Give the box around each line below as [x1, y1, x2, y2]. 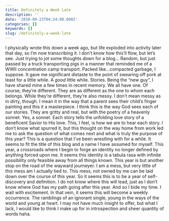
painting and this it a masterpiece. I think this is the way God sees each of [5, 104, 159, 109]
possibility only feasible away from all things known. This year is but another [5, 157, 164, 163]
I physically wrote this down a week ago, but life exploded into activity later [5, 45, 161, 50]
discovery [5, 179, 26, 185]
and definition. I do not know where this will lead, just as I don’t [27, 179, 158, 185]
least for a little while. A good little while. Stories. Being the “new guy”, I [5, 77, 153, 83]
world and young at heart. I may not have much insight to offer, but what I [5, 200, 158, 206]
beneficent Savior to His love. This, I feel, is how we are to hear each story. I [5, 120, 163, 126]
